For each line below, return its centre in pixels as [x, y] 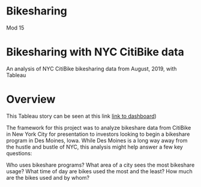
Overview [31, 100]
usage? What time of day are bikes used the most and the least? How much [100, 171]
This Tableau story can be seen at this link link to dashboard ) [82, 116]
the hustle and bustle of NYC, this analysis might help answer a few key [94, 147]
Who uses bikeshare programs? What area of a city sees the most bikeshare [100, 165]
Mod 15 [15, 28]
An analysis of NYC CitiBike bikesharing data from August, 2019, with [91, 69]
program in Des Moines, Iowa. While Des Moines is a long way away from [97, 140]
